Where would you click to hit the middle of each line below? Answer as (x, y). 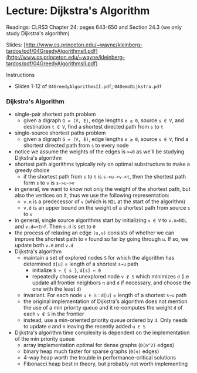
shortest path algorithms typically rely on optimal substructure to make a (102, 164)
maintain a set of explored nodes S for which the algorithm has (99, 258)
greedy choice (32, 170)
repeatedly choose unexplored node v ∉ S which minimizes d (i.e (111, 277)
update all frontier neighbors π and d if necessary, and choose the (111, 283)
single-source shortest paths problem (60, 133)
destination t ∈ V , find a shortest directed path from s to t (93, 127)
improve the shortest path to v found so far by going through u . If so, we (101, 239)
